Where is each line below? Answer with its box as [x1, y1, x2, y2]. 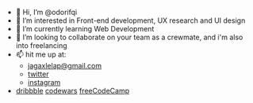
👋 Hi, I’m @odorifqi [15, 8, 78, 17]
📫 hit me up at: [15, 50, 67, 59]
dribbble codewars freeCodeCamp [15, 86, 129, 95]
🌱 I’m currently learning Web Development [15, 24, 155, 33]
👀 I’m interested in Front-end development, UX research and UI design [15, 16, 246, 25]
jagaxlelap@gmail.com [27, 61, 102, 70]
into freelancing [15, 41, 67, 50]
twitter [27, 69, 49, 79]
